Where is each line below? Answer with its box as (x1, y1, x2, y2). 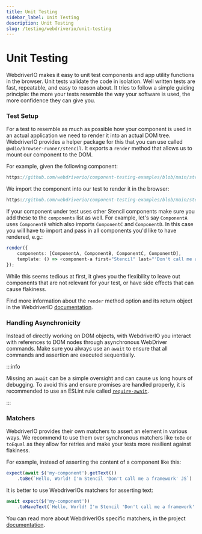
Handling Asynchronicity (6, 318, 81, 327)
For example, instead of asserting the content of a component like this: (6, 458, 182, 466)
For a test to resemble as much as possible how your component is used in (6, 126, 192, 133)
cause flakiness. (6, 285, 47, 292)
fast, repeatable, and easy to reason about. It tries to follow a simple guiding (6, 84, 195, 91)
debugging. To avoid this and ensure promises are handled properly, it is (6, 381, 186, 388)
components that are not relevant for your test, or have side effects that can (6, 279, 194, 286)
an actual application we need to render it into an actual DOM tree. (6, 132, 171, 139)
